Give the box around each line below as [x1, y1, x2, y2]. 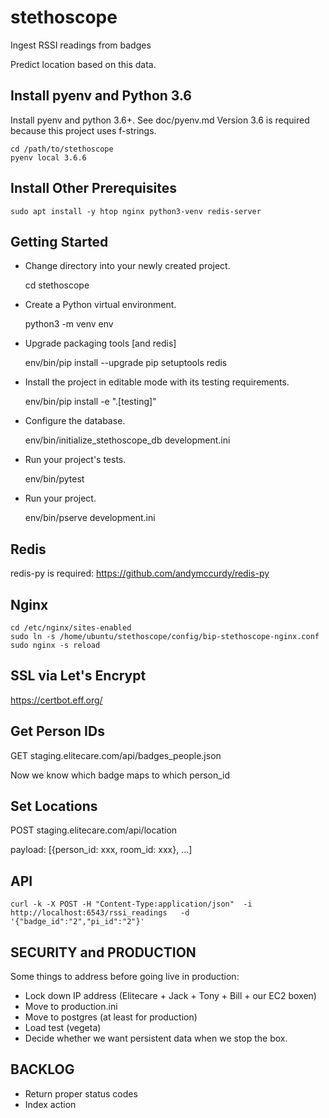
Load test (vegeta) [24, 1022, 102, 1034]
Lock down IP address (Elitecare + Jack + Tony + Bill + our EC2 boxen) [24, 990, 317, 1002]
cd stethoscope [24, 279, 90, 291]
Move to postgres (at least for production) [24, 1011, 198, 1023]
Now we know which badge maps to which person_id [10, 769, 231, 781]
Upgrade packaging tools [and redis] [24, 337, 177, 350]
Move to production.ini [24, 1001, 118, 1013]
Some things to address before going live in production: [10, 971, 240, 983]
